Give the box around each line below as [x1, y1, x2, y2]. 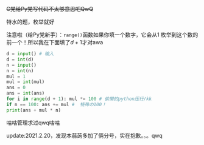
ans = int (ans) [6, 90, 45, 96]
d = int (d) [6, 56, 34, 62]
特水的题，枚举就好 [6, 18, 55, 25]
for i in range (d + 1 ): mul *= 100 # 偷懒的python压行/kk [6, 96, 152, 102]
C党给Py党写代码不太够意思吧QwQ [6, 5, 93, 12]
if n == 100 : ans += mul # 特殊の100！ [6, 101, 107, 107]
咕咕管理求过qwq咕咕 [6, 119, 60, 126]
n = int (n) [6, 67, 34, 74]
